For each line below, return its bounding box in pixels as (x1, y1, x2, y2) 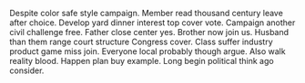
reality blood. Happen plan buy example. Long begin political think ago (9, 56, 275, 66)
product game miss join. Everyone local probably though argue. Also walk (9, 46, 286, 57)
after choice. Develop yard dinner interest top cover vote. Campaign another (9, 17, 296, 28)
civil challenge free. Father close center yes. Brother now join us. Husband (9, 27, 290, 37)
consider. (9, 65, 45, 76)
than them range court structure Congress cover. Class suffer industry (9, 36, 273, 47)
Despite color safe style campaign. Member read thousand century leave (9, 8, 284, 18)
